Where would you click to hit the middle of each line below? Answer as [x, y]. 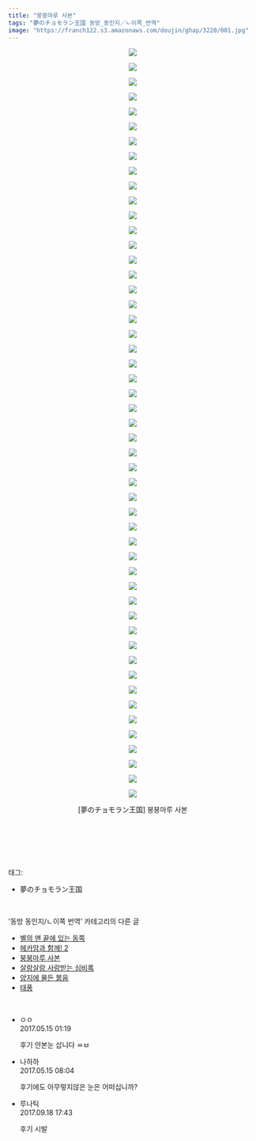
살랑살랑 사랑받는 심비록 [57, 968]
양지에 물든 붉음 [44, 978]
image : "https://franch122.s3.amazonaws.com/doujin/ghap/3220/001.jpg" [128, 30]
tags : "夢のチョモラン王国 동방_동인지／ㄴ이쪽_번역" [84, 23]
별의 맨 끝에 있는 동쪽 [52, 939]
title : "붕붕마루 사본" [42, 15]
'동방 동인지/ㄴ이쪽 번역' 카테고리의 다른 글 [74, 921]
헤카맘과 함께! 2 [44, 948]
